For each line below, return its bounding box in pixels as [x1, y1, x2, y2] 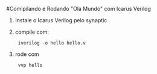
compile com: [14, 28, 50, 35]
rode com [14, 51, 39, 58]
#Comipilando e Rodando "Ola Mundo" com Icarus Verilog [6, 5, 151, 12]
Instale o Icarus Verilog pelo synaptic [14, 17, 107, 23]
